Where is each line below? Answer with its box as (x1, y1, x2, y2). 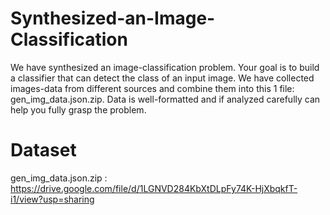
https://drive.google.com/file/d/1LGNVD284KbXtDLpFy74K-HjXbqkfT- (10, 182, 298, 194)
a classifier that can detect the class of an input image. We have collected (10, 72, 315, 84)
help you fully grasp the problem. (10, 103, 147, 116)
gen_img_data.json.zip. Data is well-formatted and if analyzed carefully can (10, 93, 321, 105)
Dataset (10, 139, 77, 162)
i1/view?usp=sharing (10, 193, 95, 205)
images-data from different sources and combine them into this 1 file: (10, 82, 295, 94)
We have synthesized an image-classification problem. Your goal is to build (10, 61, 320, 73)
